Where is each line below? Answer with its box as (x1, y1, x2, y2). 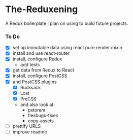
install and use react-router (12, 50, 70, 56)
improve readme (12, 128, 47, 135)
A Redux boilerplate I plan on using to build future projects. (5, 20, 128, 26)
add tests (20, 62, 40, 68)
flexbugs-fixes (27, 112, 58, 118)
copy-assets (27, 118, 54, 124)
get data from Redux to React (12, 67, 75, 73)
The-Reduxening (5, 4, 78, 15)
